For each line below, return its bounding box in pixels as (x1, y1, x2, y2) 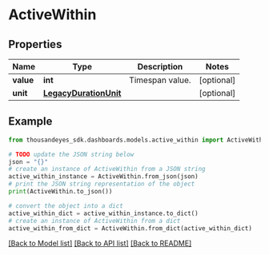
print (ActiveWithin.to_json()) (8, 188, 113, 196)
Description (137, 62, 183, 72)
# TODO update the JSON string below (8, 150, 134, 158)
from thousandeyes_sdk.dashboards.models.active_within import (8, 136, 224, 144)
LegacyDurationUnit (42, 88, 122, 98)
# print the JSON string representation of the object (8, 180, 195, 189)
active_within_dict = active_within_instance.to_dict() (8, 209, 199, 217)
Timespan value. (129, 74, 191, 86)
